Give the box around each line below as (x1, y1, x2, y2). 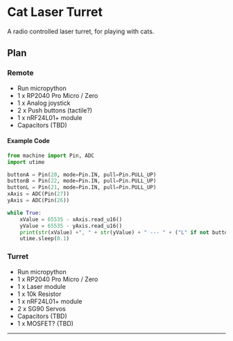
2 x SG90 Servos (17, 304, 66, 313)
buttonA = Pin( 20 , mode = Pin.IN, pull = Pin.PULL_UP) (7, 171, 157, 178)
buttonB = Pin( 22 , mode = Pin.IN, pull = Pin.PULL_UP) (7, 178, 157, 185)
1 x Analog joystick (17, 99, 71, 107)
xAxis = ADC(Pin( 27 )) (7, 190, 70, 198)
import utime (7, 158, 45, 165)
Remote (7, 68, 34, 78)
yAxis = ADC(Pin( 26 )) (7, 197, 70, 204)
